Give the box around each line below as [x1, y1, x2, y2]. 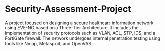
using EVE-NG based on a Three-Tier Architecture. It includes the [5, 25, 139, 30]
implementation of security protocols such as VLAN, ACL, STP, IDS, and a [5, 30, 156, 36]
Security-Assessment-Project [5, 3, 131, 15]
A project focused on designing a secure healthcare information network [5, 20, 154, 25]
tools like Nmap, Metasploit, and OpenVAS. [5, 40, 93, 46]
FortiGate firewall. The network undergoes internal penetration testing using [5, 35, 160, 41]
